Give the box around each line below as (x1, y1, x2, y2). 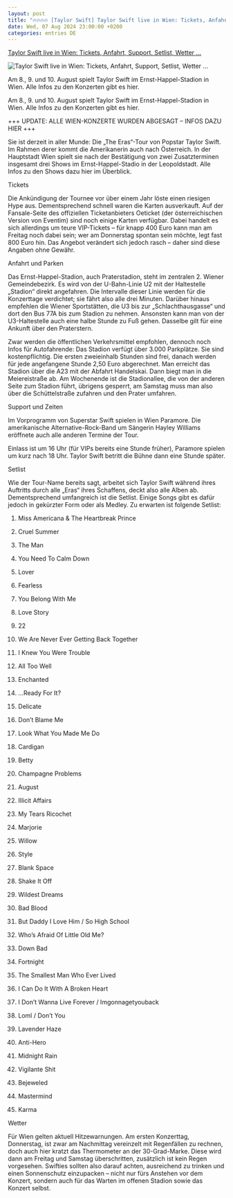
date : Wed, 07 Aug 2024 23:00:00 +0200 (8, 23, 123, 30)
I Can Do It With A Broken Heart (17, 984, 109, 993)
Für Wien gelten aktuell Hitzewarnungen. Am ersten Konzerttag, (8, 1132, 189, 1141)
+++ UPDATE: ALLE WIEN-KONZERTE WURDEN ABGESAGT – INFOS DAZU (8, 117, 222, 126)
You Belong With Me (17, 594, 77, 604)
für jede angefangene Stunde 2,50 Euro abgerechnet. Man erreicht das (8, 360, 210, 368)
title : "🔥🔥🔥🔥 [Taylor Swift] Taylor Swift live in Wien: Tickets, (8, 17, 206, 24)
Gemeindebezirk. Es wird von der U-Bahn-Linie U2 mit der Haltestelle (8, 280, 206, 289)
